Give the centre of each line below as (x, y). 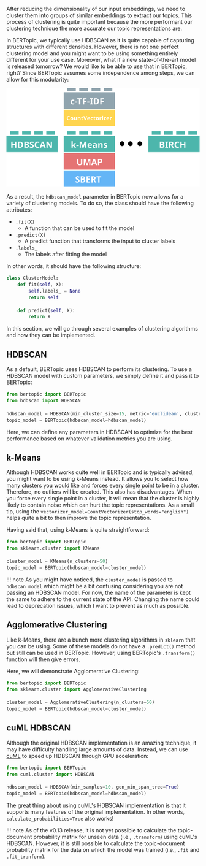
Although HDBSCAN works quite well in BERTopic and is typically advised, (100, 472)
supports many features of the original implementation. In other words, (96, 812)
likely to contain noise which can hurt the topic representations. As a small (100, 505)
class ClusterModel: (33, 278)
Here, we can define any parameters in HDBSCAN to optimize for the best (100, 432)
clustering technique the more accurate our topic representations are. (94, 28)
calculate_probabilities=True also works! (60, 819)
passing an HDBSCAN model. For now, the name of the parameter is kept (99, 592)
